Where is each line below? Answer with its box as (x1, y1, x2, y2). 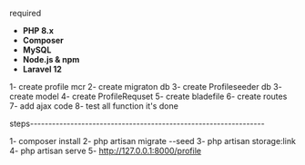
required (9, 8, 42, 18)
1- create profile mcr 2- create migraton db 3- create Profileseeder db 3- (9, 82, 282, 92)
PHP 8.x (22, 25, 55, 35)
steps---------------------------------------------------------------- (9, 118, 266, 129)
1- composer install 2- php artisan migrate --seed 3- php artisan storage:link (9, 136, 296, 146)
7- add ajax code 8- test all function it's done (9, 101, 179, 112)
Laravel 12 (22, 63, 62, 74)
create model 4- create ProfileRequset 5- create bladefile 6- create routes (9, 91, 288, 102)
